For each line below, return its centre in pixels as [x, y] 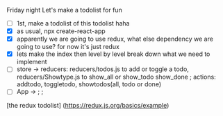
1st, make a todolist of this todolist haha [73, 23]
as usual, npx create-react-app [61, 31]
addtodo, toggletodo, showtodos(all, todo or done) [89, 84]
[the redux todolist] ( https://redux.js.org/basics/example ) [88, 106]
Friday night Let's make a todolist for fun [64, 10]
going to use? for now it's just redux [68, 47]
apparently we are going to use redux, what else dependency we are [115, 39]
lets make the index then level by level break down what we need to [113, 54]
